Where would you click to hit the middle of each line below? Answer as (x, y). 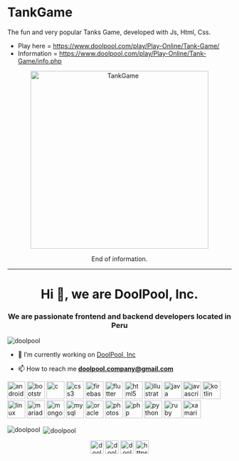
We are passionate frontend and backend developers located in (119, 317)
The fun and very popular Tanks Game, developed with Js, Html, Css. (109, 32)
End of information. (119, 259)
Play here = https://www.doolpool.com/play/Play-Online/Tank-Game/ (118, 46)
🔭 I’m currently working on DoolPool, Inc (77, 355)
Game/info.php (39, 60)
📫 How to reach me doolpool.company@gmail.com (96, 369)
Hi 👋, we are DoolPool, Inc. (119, 294)
